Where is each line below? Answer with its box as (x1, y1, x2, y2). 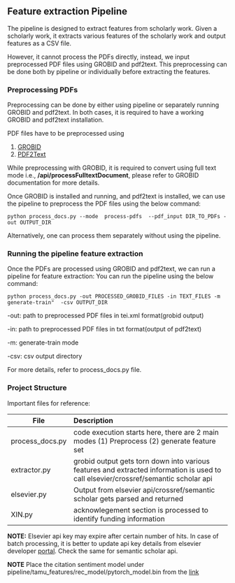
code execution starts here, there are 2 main (73, 427, 219, 437)
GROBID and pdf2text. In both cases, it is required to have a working (7, 108, 204, 117)
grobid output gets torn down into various (73, 456, 210, 466)
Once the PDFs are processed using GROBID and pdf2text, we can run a (7, 265, 215, 273)
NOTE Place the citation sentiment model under (7, 560, 145, 568)
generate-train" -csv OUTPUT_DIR (7, 299, 108, 306)
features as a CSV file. (7, 38, 72, 48)
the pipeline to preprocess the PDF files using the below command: (7, 199, 201, 208)
